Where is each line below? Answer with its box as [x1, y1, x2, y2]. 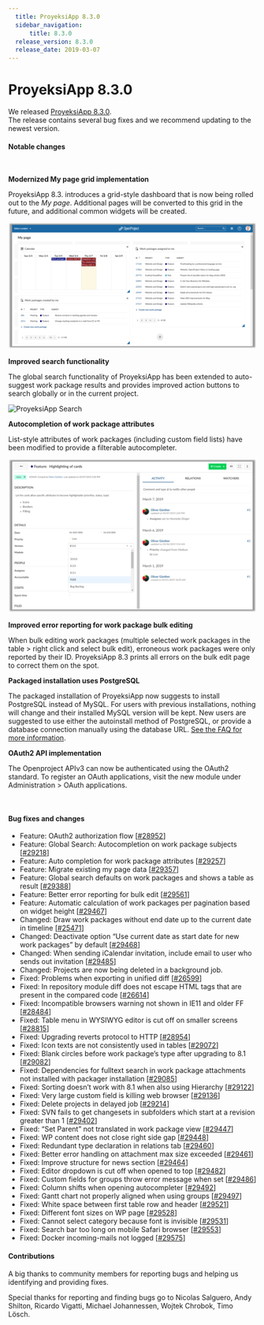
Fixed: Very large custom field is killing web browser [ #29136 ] [19, 1091, 221, 1100]
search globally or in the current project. [8, 389, 139, 398]
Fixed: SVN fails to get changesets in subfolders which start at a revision [19, 1107, 255, 1117]
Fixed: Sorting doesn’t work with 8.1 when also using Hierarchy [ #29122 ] [19, 1082, 255, 1092]
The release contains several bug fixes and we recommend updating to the [8, 115, 251, 125]
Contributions [8, 1252, 55, 1261]
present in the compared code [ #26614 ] [19, 990, 150, 1000]
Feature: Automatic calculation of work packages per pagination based [19, 899, 251, 908]
